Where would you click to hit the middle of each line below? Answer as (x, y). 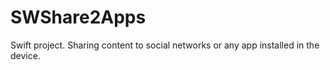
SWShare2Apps (78, 17)
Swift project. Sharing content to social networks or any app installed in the (165, 45)
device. (25, 55)
